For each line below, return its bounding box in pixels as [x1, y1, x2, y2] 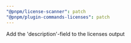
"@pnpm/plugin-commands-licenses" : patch [6, 14, 110, 20]
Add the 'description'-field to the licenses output [6, 30, 125, 37]
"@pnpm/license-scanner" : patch [6, 8, 86, 15]
